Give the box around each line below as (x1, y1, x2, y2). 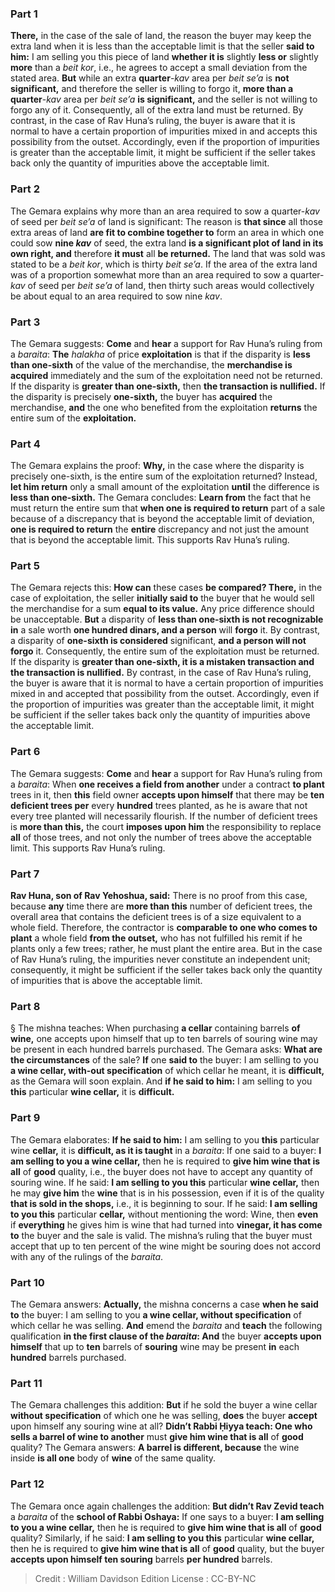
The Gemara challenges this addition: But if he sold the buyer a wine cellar (10, 1399, 318, 1411)
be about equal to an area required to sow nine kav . (10, 290, 223, 302)
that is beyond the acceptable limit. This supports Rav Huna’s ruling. (10, 534, 290, 546)
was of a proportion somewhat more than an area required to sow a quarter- (10, 268, 325, 281)
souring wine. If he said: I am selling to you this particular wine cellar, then (10, 1176, 320, 1188)
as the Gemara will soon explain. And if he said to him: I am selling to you (10, 1075, 313, 1087)
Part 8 (10, 1000, 41, 1013)
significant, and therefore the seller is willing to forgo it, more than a (10, 83, 294, 95)
